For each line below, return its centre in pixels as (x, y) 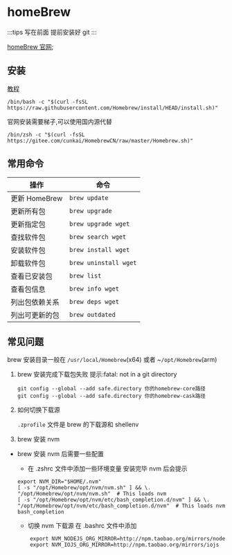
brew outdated (92, 315)
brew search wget (98, 237)
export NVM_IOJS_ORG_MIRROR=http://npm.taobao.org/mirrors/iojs (125, 545)
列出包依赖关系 (35, 302)
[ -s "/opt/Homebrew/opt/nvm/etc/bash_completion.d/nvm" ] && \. (113, 500)
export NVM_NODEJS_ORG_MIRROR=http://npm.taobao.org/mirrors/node (128, 539)
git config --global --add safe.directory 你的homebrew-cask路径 (111, 396)
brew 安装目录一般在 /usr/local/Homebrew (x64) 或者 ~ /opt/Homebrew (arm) (112, 360)
